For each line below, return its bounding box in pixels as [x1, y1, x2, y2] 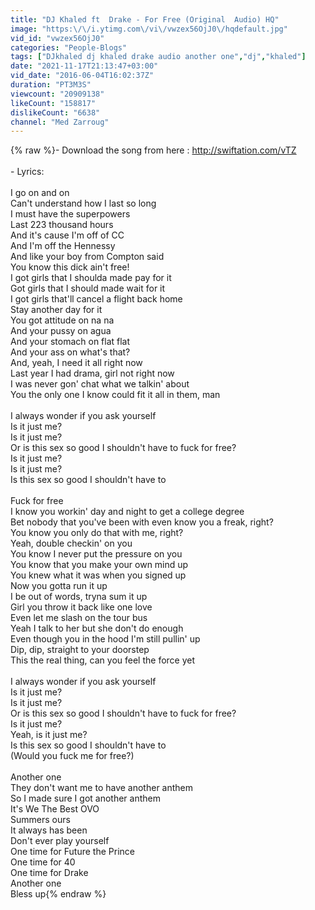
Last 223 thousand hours [10, 219, 114, 231]
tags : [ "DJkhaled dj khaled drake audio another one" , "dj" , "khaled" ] [10, 52, 307, 62]
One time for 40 [10, 856, 76, 868]
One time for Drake [10, 867, 89, 879]
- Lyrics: [10, 166, 45, 178]
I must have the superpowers [10, 208, 131, 220]
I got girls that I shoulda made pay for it [10, 272, 172, 284]
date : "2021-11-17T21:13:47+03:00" [10, 61, 159, 71]
